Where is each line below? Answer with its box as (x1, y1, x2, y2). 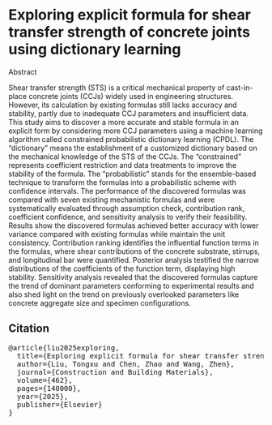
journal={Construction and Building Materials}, (16, 367, 214, 376)
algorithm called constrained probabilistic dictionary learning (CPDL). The (8, 134, 254, 144)
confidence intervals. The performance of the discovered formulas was (8, 186, 247, 195)
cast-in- (226, 83, 253, 92)
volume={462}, (16, 376, 73, 384)
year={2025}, (16, 392, 69, 401)
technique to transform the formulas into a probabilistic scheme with (8, 177, 236, 187)
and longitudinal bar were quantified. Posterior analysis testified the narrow (8, 255, 259, 264)
